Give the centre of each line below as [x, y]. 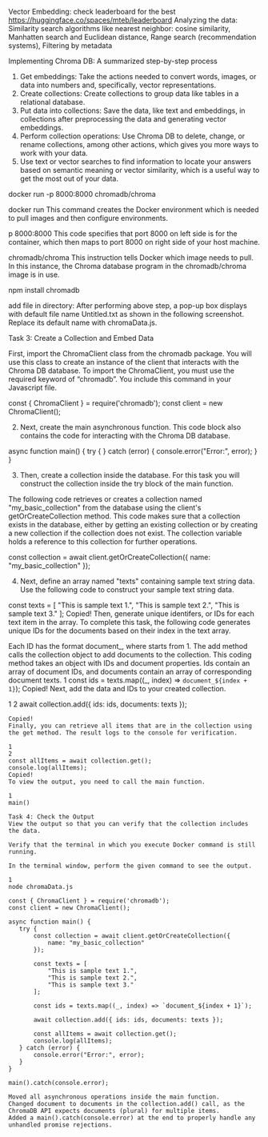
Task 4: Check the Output [51, 817]
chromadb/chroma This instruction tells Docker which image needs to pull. [131, 258]
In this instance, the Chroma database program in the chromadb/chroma [127, 266]
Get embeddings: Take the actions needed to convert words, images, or [138, 76]
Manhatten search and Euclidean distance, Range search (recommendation [132, 37]
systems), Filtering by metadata [60, 46]
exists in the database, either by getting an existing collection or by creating [133, 524]
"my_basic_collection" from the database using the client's [105, 508]
